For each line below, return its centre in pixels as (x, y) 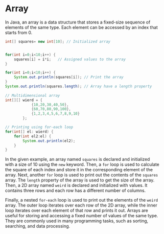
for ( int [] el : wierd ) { (29, 131)
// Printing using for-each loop (39, 127)
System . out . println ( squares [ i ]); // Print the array (69, 77)
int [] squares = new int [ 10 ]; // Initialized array (58, 41)
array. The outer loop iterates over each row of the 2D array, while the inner (81, 205)
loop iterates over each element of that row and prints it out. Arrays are (77, 210)
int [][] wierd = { (24, 100)
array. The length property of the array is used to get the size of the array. (80, 180)
